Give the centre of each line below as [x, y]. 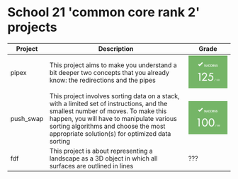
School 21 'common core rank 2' [104, 12]
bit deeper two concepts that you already [109, 72]
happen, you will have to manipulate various [113, 118]
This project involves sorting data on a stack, [114, 96]
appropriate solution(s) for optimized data [110, 133]
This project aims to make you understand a [113, 65]
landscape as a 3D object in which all [103, 158]
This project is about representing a [101, 151]
